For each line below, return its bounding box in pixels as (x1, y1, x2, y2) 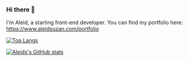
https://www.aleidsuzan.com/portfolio (6, 25, 100, 32)
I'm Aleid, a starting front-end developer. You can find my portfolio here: (6, 19, 184, 26)
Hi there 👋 (6, 5, 36, 14)
